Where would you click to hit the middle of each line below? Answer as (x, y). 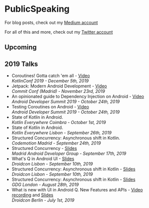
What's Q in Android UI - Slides (43, 159)
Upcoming (21, 47)
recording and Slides (32, 195)
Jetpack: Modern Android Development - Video (59, 86)
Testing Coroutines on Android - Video (50, 107)
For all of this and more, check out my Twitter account (59, 32)
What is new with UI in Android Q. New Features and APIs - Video (77, 190)
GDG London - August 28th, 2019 (45, 185)
